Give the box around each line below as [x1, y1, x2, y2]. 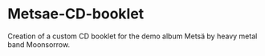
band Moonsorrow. [7, 39, 70, 49]
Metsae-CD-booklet [7, 5, 145, 23]
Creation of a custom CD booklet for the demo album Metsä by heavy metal [7, 31, 258, 41]
